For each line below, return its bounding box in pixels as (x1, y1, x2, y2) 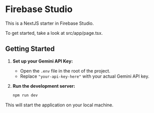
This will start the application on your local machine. (5, 102, 114, 108)
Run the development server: (12, 83, 76, 89)
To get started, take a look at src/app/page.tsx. (5, 30, 103, 36)
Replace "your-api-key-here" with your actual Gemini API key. (20, 73, 150, 79)
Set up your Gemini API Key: (12, 58, 73, 64)
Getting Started (5, 44, 55, 53)
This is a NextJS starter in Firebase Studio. (5, 20, 94, 26)
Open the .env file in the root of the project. (20, 68, 111, 74)
